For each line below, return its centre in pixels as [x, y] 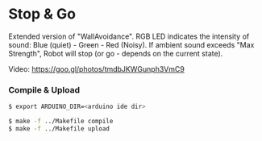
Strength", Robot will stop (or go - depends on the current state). [116, 53]
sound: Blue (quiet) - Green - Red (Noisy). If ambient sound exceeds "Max [131, 44]
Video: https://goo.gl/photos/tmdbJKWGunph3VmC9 [97, 68]
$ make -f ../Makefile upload [59, 129]
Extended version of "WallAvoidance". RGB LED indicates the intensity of [129, 36]
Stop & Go [42, 14]
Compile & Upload [44, 89]
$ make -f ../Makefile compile [61, 122]
